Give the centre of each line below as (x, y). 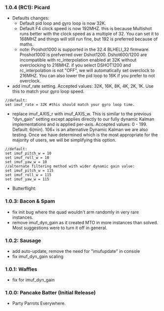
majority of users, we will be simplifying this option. (64, 140)
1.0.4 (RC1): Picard (27, 7)
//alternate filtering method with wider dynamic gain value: (70, 167)
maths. (26, 44)
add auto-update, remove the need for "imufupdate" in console (76, 251)
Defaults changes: (31, 18)
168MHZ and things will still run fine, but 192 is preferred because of (89, 39)
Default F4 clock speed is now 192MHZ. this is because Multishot (86, 29)
